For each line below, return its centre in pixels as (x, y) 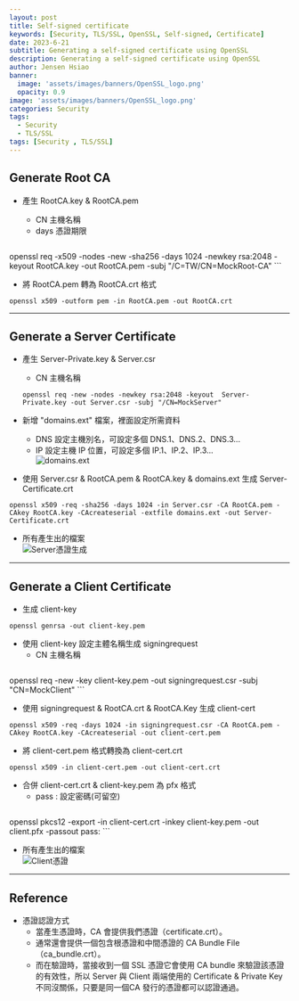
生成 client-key (49, 609)
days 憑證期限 (61, 230)
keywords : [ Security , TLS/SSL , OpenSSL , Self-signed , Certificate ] (137, 34)
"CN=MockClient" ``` (47, 690)
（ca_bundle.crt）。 (70, 954)
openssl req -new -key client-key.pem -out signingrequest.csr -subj (133, 681)
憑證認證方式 (45, 920)
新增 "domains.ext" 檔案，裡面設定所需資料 (101, 421)
